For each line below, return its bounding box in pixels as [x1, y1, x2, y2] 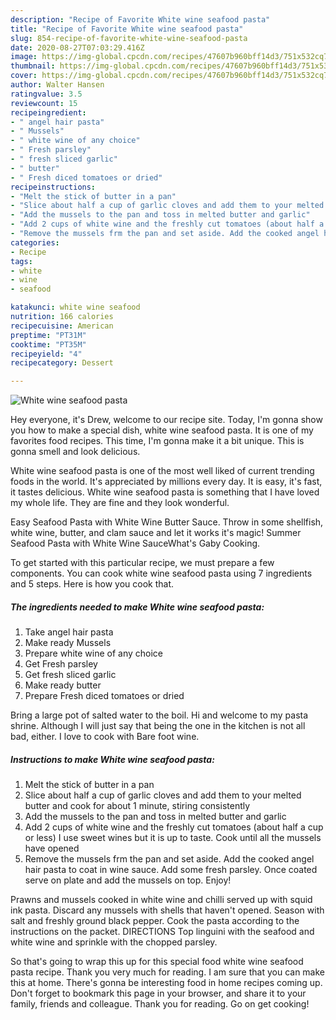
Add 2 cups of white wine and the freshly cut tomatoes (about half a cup [24, 821, 324, 833]
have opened [24, 842, 80, 855]
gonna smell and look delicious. [10, 446, 141, 458]
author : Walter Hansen [10, 80, 105, 90]
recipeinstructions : [10, 182, 97, 192]
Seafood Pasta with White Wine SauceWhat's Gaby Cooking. [10, 537, 261, 550]
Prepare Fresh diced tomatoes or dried [24, 690, 185, 702]
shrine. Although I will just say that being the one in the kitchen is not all [10, 720, 306, 732]
